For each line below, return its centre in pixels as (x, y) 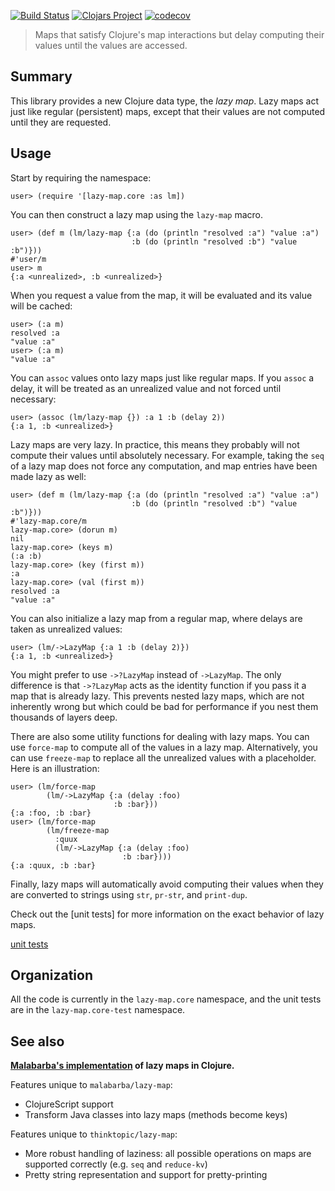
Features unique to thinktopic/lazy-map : (94, 1134)
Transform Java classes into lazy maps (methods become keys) (156, 1115)
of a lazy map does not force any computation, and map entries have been (164, 466)
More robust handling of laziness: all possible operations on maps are (168, 1154)
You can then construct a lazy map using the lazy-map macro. (137, 214)
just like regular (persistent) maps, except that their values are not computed (168, 111)
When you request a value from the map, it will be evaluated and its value (161, 295)
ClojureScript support (69, 1104)
